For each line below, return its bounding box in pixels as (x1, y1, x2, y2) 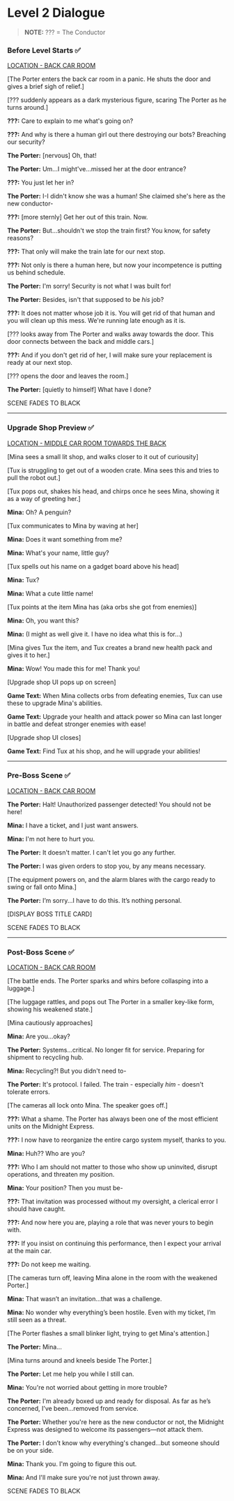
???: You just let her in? (7, 178, 75, 187)
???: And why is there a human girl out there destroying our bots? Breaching (7, 131, 226, 139)
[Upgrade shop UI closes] (7, 733, 81, 741)
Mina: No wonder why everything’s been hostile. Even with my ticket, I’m (7, 1308, 216, 1317)
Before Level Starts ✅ (7, 45, 81, 55)
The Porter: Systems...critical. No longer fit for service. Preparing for (7, 1046, 205, 1054)
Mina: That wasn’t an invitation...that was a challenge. (7, 1295, 162, 1303)
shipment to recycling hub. (7, 1053, 84, 1061)
